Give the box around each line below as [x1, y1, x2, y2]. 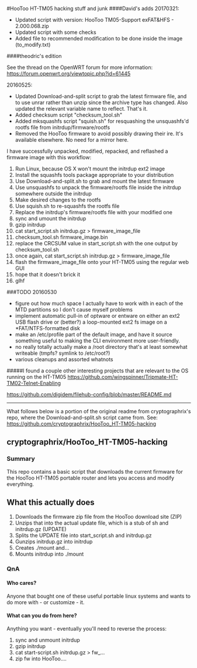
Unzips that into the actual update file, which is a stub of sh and [15, 519, 169, 526]
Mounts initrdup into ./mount [15, 550, 84, 557]
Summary [6, 455, 36, 463]
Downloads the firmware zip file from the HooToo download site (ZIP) [15, 513, 182, 520]
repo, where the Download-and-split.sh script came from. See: [6, 414, 158, 421]
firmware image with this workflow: [6, 154, 92, 160]
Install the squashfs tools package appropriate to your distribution [15, 172, 174, 178]
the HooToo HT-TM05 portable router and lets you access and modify [6, 474, 175, 481]
